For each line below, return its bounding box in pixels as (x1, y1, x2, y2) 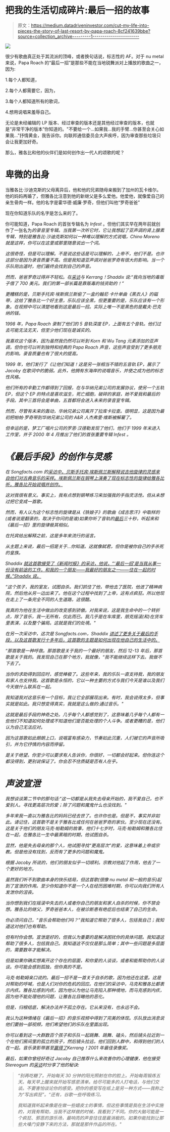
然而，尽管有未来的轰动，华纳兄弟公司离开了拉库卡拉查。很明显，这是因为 (5, 408, 160, 414)
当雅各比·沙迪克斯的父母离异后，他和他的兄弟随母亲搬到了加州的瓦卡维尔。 (5, 187, 161, 193)
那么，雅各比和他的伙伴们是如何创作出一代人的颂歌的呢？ (5, 149, 125, 155)
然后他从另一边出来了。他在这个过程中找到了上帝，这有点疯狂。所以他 (14, 590, 160, 596)
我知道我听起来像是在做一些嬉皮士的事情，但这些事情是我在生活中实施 (17, 1102, 164, 1108)
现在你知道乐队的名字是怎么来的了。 (5, 210, 81, 216)
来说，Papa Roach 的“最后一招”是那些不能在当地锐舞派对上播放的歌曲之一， (5, 59, 164, 66)
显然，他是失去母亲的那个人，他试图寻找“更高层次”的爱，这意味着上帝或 (5, 842, 155, 848)
